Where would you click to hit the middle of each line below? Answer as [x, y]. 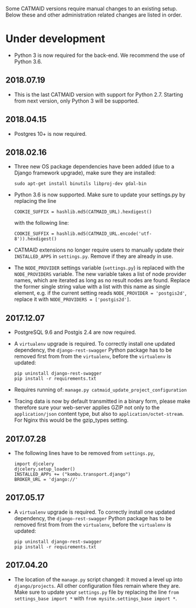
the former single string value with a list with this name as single [92, 287]
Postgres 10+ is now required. [50, 133]
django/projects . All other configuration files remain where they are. [97, 585]
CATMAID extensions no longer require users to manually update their [99, 250]
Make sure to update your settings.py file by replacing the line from [97, 592]
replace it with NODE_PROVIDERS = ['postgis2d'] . [72, 300]
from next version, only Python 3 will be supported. [76, 101]
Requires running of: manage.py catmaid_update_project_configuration [100, 390]
